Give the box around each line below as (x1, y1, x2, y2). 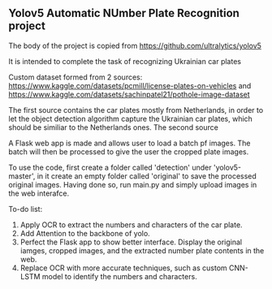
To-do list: (8, 204, 43, 214)
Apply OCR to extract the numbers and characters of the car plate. (19, 219, 243, 230)
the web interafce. (8, 188, 70, 198)
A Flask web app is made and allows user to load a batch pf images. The (8, 138, 251, 148)
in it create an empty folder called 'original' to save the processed (37, 170, 257, 181)
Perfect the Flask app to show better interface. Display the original (19, 237, 242, 247)
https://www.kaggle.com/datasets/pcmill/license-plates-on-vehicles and (8, 80, 252, 90)
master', (8, 170, 36, 181)
